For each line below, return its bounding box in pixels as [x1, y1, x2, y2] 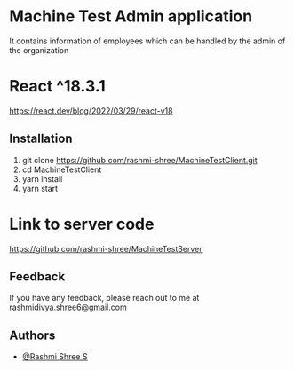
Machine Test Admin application [9, 6, 253, 27]
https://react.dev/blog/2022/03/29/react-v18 [9, 105, 173, 116]
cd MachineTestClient [21, 164, 102, 175]
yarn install [21, 173, 63, 184]
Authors [9, 327, 56, 342]
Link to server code [9, 214, 155, 234]
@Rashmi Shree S [21, 351, 88, 362]
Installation [9, 131, 73, 146]
